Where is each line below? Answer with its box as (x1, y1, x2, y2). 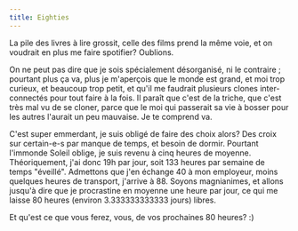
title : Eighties (9, 12, 69, 22)
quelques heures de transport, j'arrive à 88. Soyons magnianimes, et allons (9, 175, 285, 187)
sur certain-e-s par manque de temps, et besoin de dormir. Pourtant (9, 138, 259, 148)
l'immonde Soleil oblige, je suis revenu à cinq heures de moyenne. (9, 147, 252, 158)
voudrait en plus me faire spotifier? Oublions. (9, 46, 174, 58)
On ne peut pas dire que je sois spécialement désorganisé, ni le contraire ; (9, 64, 282, 75)
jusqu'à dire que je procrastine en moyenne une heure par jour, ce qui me (9, 185, 278, 195)
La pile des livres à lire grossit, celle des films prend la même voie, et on (9, 37, 273, 48)
